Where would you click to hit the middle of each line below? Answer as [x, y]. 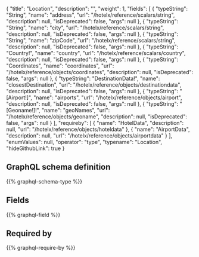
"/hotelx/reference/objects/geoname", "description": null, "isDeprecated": [97, 117]
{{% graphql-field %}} [33, 215]
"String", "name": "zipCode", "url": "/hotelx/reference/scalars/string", [91, 40]
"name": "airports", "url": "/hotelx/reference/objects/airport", [108, 97]
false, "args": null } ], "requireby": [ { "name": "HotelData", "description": [95, 123]
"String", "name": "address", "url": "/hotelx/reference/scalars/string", [91, 15]
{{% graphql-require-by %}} [41, 248]
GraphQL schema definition [58, 167]
